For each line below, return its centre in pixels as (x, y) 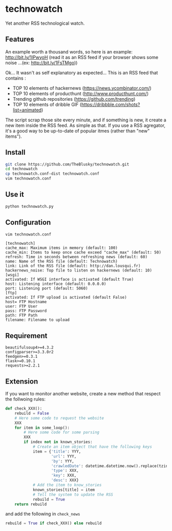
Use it (15, 195)
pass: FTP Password (26, 311)
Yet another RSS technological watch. (45, 23)
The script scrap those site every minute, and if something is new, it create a (86, 120)
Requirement (26, 335)
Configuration (28, 222)
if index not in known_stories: (58, 442)
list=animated (27, 110)
